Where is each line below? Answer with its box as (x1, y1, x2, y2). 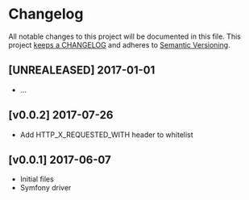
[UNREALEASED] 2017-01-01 (8, 64, 156, 77)
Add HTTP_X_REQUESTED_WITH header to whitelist (19, 130, 193, 140)
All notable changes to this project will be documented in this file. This (8, 31, 242, 41)
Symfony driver (19, 183, 72, 193)
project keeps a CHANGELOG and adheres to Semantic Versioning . (8, 40, 231, 49)
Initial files (19, 174, 54, 184)
